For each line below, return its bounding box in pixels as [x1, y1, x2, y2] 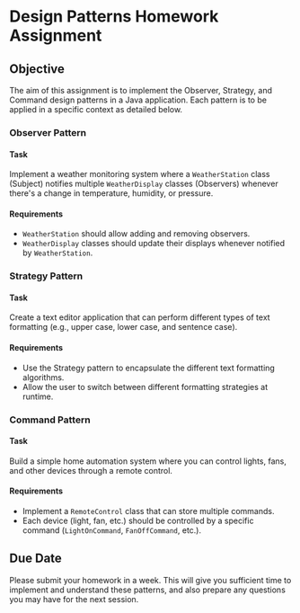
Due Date [9, 551, 63, 566]
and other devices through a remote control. [9, 465, 173, 475]
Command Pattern [9, 413, 92, 426]
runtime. [22, 391, 54, 402]
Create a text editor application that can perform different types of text [9, 312, 271, 323]
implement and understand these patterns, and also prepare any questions [9, 584, 286, 595]
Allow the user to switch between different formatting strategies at [22, 381, 268, 392]
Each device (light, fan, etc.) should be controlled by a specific [22, 515, 254, 526]
